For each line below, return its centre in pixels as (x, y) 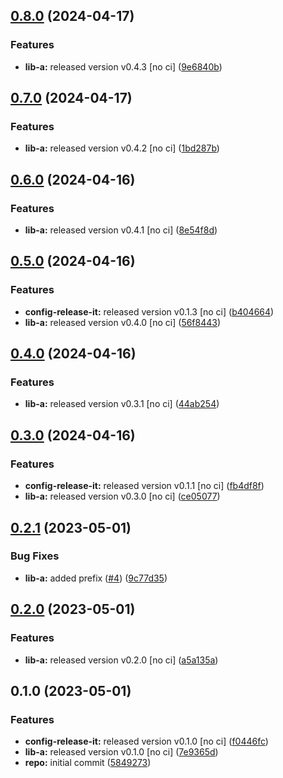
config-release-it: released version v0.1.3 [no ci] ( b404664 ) (149, 311)
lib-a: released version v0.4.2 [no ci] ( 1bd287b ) (122, 148)
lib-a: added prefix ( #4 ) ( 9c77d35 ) (96, 578)
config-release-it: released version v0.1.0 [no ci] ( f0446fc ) (146, 741)
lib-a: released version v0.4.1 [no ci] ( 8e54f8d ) (121, 230)
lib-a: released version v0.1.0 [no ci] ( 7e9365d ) (121, 752)
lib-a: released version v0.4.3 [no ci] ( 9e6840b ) (123, 66)
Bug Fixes (35, 556)
